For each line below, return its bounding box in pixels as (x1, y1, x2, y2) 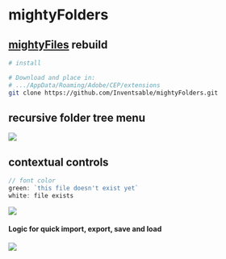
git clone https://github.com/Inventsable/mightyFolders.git (8, 89, 219, 97)
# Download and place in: (8, 73, 95, 81)
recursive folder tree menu (8, 111, 145, 124)
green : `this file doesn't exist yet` (8, 184, 139, 192)
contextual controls (8, 155, 109, 169)
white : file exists (8, 191, 74, 199)
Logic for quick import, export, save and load (8, 224, 162, 234)
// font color (8, 177, 56, 185)
